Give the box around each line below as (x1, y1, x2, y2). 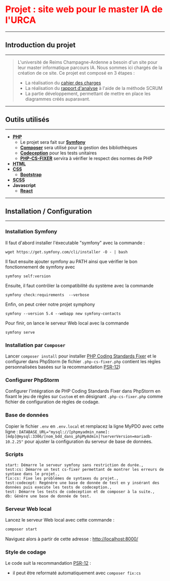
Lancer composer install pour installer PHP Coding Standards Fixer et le (5, 353, 157, 359)
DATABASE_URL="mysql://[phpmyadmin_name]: (19, 429, 110, 435)
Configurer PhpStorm (5, 376, 59, 383)
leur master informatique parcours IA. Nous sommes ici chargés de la (17, 64, 163, 71)
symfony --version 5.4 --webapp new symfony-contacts (5, 311, 121, 316)
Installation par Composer (5, 341, 66, 348)
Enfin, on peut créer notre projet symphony (5, 301, 95, 307)
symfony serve (5, 330, 35, 335)
